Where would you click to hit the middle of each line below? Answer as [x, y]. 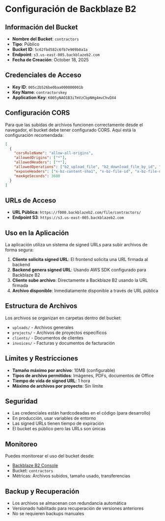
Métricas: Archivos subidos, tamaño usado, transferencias [71, 476]
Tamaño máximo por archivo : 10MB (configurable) [64, 370]
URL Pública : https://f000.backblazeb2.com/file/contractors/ [77, 212]
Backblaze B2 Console [35, 466]
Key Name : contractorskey [40, 92]
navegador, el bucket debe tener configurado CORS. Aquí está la [70, 130]
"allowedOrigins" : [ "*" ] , [41, 158]
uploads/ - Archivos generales [43, 327]
